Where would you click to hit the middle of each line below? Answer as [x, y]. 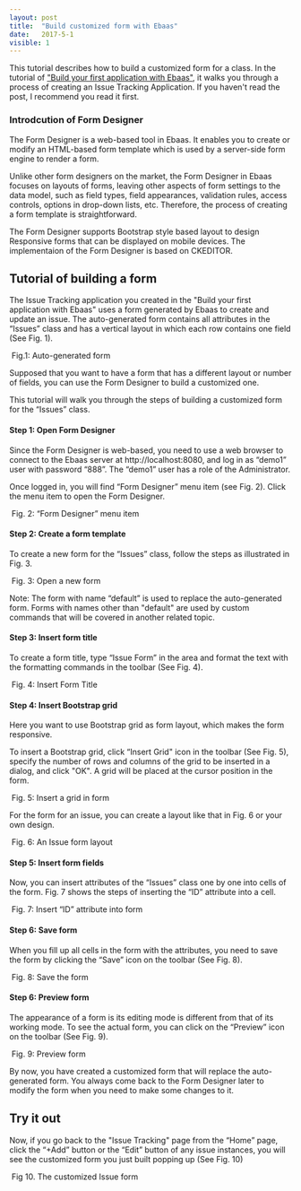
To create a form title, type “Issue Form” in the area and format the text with [149, 657]
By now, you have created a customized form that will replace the [130, 1071]
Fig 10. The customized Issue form [75, 1177]
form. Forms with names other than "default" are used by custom [129, 607]
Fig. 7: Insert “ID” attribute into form [77, 909]
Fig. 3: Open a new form [56, 580]
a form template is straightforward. [73, 214]
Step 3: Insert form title [53, 638]
